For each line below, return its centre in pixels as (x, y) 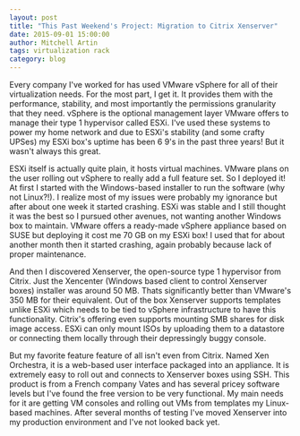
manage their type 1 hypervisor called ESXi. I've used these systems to (140, 123)
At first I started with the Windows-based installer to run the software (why (147, 188)
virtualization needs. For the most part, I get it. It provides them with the (141, 94)
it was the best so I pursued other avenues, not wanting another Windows (146, 216)
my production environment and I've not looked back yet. (115, 422)
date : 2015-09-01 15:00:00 (60, 34)
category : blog (38, 59)
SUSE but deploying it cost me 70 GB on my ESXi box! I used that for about (147, 235)
